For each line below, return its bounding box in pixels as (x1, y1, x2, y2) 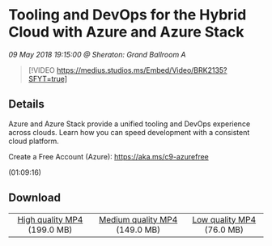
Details (8, 97, 45, 111)
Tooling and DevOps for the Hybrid (8, 6, 247, 24)
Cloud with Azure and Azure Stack (8, 23, 244, 41)
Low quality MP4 (192, 214, 257, 225)
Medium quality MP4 (98, 214, 178, 225)
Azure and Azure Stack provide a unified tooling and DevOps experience (8, 119, 251, 129)
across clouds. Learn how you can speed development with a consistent (8, 127, 250, 137)
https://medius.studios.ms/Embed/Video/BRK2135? (56, 65, 228, 74)
